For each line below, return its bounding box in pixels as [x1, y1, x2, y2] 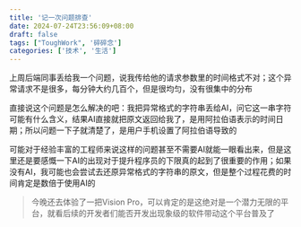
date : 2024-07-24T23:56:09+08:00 [9, 22, 134, 31]
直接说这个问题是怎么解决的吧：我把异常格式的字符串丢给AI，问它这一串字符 [9, 102, 292, 113]
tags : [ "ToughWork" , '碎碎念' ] [9, 38, 123, 48]
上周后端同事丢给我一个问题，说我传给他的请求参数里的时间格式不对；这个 [9, 73, 284, 83]
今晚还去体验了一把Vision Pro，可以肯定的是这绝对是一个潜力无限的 [30, 196, 281, 207]
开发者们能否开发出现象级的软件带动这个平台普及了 [86, 208, 275, 219]
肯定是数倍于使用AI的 [16, 178, 96, 188]
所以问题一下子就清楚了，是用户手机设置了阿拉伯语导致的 [24, 125, 237, 135]
